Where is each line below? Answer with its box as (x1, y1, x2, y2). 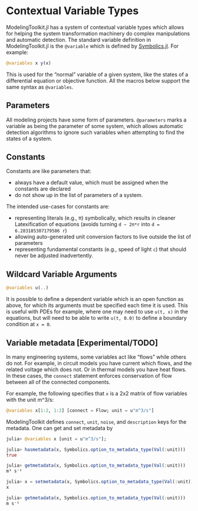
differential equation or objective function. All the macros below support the (6, 77, 190, 84)
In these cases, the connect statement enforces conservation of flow (6, 372, 172, 379)
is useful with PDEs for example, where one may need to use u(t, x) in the (6, 308, 189, 315)
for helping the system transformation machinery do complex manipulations (6, 30, 190, 37)
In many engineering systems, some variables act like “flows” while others (6, 353, 187, 361)
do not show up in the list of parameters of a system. (14, 192, 143, 199)
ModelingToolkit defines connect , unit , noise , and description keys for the (6, 418, 187, 425)
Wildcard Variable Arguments (6, 269, 118, 279)
